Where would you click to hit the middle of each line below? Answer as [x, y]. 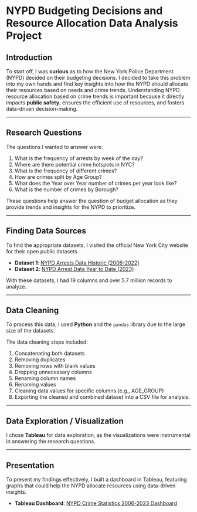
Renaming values [35, 385]
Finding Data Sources [46, 231]
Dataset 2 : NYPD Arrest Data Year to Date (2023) [74, 269]
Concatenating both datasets [50, 354]
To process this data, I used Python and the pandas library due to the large [96, 324]
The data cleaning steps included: [47, 342]
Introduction [29, 57]
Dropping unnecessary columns [53, 372]
